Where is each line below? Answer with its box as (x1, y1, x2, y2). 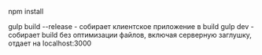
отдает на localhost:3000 (8, 38, 92, 48)
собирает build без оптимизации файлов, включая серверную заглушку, (8, 31, 252, 39)
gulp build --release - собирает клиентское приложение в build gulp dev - (8, 22, 254, 31)
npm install (8, 7, 44, 16)
